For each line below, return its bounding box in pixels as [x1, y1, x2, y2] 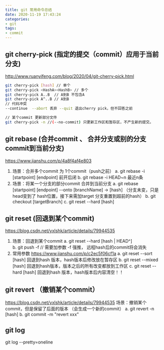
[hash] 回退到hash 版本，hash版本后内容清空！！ [23, 269, 124, 275]
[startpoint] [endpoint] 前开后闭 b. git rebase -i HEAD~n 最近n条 [12, 174, 143, 180]
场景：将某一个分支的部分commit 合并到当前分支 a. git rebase [12, 180, 139, 186]
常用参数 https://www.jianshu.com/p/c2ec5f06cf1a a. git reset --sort [12, 251, 153, 257]
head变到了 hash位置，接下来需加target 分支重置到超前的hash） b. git [12, 193, 156, 199]
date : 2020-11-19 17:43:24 [5, 12, 61, 17]
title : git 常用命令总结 [5, 7, 52, 12]
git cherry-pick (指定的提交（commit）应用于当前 [5, 50, 159, 59]
